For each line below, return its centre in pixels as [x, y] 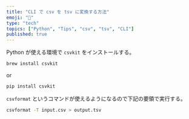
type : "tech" [23, 23]
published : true [27, 34]
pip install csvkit [31, 86]
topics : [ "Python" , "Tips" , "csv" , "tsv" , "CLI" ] [70, 29]
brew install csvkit [32, 64]
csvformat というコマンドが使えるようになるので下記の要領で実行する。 [96, 98]
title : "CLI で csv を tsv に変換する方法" [58, 12]
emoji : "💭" [20, 18]
